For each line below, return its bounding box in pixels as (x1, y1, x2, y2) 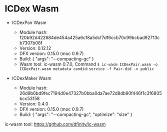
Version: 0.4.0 (19, 100, 48, 106)
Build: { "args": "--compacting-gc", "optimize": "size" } (19, 111, 132, 117)
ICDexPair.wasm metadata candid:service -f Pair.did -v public (19, 66, 154, 71)
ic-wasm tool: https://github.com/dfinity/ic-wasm (4, 121, 106, 127)
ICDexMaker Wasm (11, 75, 52, 81)
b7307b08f (19, 39, 43, 45)
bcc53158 (19, 95, 40, 101)
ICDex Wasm (4, 3, 59, 14)
